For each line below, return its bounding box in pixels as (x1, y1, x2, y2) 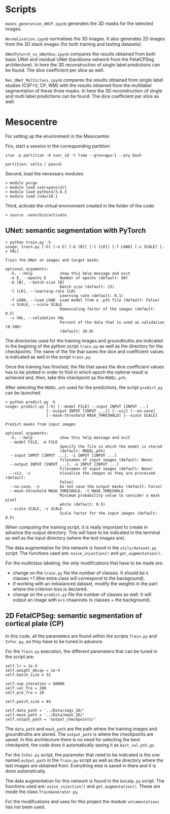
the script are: (5, 653, 35, 660)
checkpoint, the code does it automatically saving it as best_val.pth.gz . (5, 742, 156, 748)
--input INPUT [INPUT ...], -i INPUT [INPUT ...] (10, 453, 117, 458)
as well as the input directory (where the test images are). (5, 535, 126, 541)
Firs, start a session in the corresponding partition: (5, 143, 111, 149)
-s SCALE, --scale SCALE (10, 302, 62, 307)
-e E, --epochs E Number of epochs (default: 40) (10, 275, 128, 280)
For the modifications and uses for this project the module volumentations (5, 798, 160, 804)
